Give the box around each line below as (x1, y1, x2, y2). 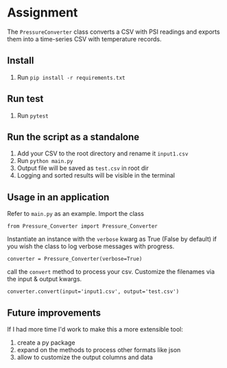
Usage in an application (7, 191, 110, 203)
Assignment (7, 5, 78, 21)
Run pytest (16, 111, 49, 120)
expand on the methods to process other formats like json (16, 346, 181, 354)
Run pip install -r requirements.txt (16, 73, 126, 81)
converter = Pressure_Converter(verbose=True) (7, 256, 143, 263)
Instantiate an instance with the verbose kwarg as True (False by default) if (7, 235, 217, 243)
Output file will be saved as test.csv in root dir (16, 164, 149, 173)
